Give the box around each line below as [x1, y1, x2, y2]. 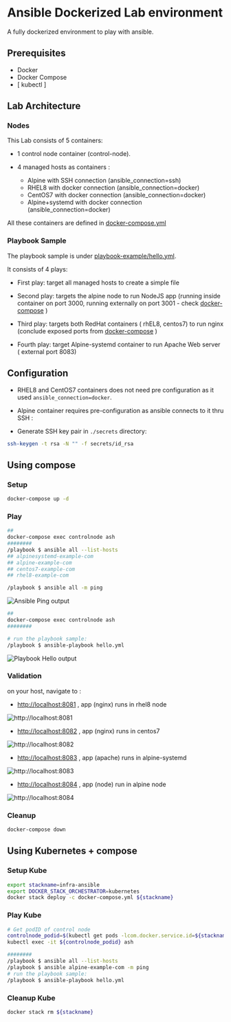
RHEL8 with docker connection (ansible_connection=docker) [27, 184, 200, 192]
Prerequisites [7, 47, 66, 59]
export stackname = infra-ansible [7, 881, 100, 888]
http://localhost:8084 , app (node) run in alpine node [16, 780, 166, 788]
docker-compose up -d [7, 496, 69, 502]
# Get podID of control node [7, 926, 91, 933]
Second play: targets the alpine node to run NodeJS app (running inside [16, 291, 221, 300]
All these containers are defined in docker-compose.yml [7, 219, 166, 227]
